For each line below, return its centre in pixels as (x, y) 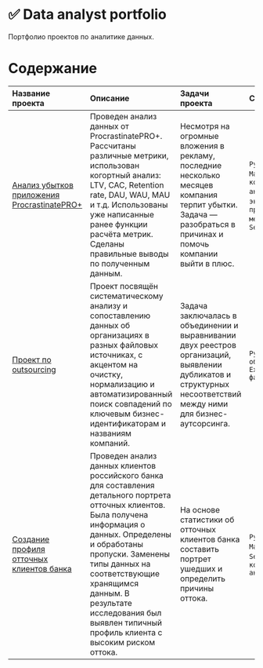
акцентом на (114, 364)
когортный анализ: (126, 175)
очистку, (106, 374)
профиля (29, 549)
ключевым (110, 414)
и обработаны (116, 544)
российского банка (127, 475)
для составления (122, 485)
